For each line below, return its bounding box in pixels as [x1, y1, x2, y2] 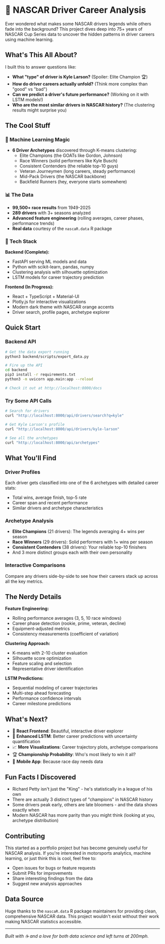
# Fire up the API [5, 363, 43, 368]
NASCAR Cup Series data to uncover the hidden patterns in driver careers [5, 31, 155, 37]
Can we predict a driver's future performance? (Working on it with [12, 91, 149, 97]
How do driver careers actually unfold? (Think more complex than [12, 81, 148, 87]
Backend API [5, 338, 36, 345]
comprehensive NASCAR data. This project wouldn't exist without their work [5, 913, 160, 919]
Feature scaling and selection [12, 661, 72, 667]
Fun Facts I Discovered [5, 773, 76, 781]
